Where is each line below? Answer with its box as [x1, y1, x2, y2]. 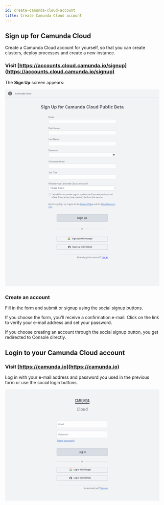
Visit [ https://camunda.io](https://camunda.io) [5, 363, 119, 370]
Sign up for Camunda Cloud [5, 32, 92, 40]
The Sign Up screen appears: [5, 79, 65, 85]
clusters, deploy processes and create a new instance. [5, 50, 116, 56]
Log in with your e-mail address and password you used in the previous [5, 374, 149, 380]
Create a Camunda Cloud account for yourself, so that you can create [5, 45, 145, 51]
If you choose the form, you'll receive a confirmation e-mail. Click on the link [5, 315, 159, 321]
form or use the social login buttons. [5, 380, 78, 386]
